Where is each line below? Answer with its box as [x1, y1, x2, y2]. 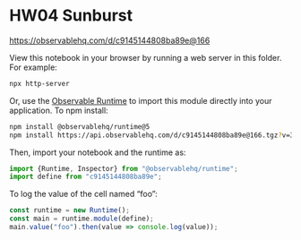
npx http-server [9, 79, 70, 88]
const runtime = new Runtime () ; [9, 206, 130, 215]
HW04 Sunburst [9, 5, 133, 26]
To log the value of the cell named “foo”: [9, 189, 159, 200]
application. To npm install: [9, 105, 109, 116]
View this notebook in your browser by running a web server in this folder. [9, 52, 282, 63]
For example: [9, 62, 58, 73]
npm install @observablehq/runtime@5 [9, 122, 150, 131]
